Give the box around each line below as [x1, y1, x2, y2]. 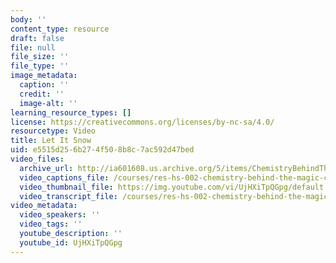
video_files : [10, 154, 65, 164]
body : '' [10, 14, 47, 25]
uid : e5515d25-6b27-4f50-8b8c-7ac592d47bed [10, 145, 195, 155]
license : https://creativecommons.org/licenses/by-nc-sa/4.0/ [10, 117, 275, 127]
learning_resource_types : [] [10, 107, 132, 118]
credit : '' [19, 89, 65, 99]
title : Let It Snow [10, 136, 92, 146]
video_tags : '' [19, 219, 83, 230]
